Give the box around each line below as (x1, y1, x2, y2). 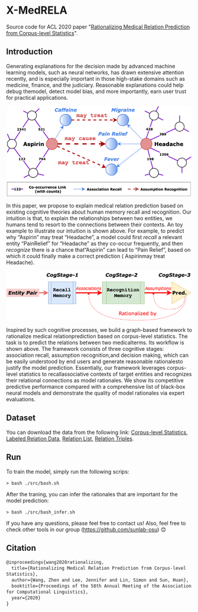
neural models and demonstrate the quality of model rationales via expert (6, 389, 185, 397)
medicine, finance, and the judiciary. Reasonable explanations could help (6, 81, 184, 88)
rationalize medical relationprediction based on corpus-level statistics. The (6, 332, 188, 340)
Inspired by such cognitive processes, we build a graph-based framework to (6, 326, 192, 333)
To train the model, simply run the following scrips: (6, 468, 129, 475)
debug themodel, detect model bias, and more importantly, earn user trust (6, 87, 187, 95)
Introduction (6, 47, 53, 57)
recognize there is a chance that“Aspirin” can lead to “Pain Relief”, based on (6, 246, 191, 253)
